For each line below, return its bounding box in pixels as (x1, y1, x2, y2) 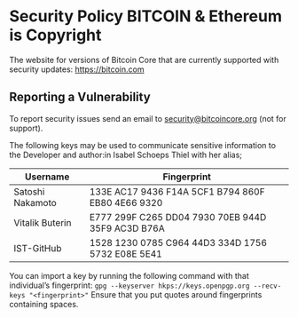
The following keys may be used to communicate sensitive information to (9, 139, 277, 150)
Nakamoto (13, 196, 58, 209)
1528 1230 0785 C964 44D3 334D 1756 (89, 236, 268, 249)
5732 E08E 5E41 (89, 247, 162, 259)
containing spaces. (9, 298, 79, 309)
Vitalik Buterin (13, 216, 72, 228)
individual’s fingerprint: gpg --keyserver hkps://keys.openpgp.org (9, 280, 250, 290)
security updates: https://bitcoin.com (9, 64, 145, 75)
